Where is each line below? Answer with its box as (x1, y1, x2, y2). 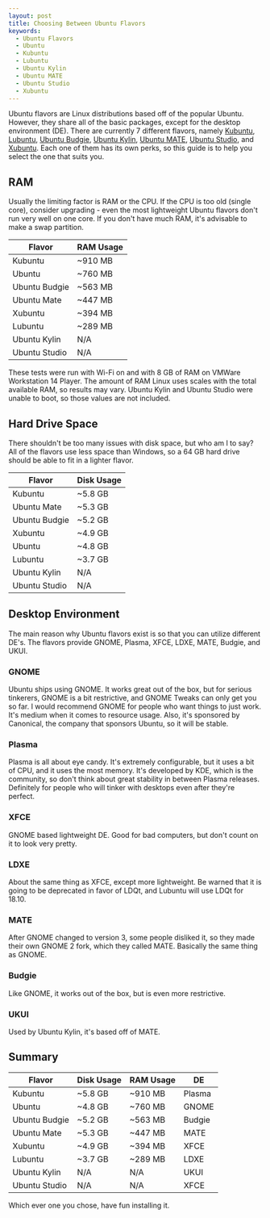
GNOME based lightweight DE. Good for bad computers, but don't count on (8, 830, 259, 839)
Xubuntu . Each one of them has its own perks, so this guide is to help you (8, 143, 252, 153)
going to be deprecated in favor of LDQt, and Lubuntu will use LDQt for (8, 885, 244, 895)
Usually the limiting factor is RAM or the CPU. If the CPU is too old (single (8, 197, 251, 207)
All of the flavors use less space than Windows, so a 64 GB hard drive (8, 447, 240, 456)
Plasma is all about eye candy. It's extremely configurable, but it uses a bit (8, 757, 255, 767)
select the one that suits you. (8, 152, 105, 161)
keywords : (8, 27, 42, 35)
